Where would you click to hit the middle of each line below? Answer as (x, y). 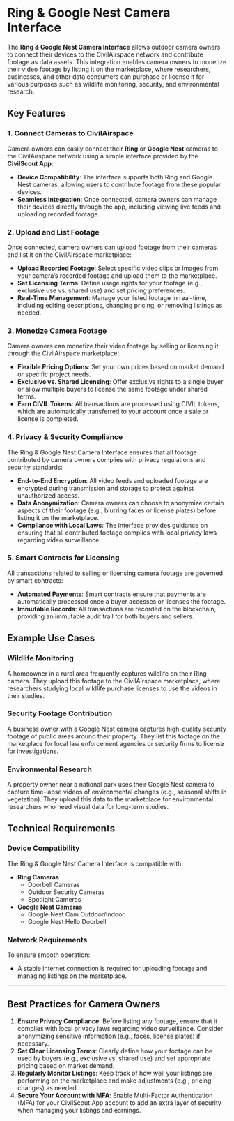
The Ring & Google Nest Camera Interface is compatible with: (95, 863)
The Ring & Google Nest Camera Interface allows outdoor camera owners (114, 47)
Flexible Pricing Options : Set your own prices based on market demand (120, 367)
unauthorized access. (48, 495)
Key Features (37, 113)
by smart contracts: (35, 580)
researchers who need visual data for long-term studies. (88, 807)
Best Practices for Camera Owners (84, 1004)
